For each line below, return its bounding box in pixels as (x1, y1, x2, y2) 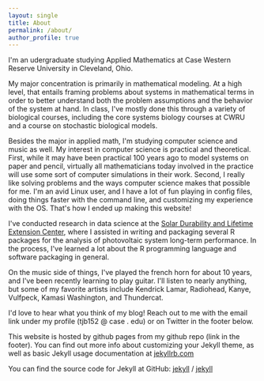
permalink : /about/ (8, 26, 73, 34)
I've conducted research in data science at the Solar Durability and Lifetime (8, 219, 254, 228)
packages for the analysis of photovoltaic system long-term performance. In (8, 236, 257, 245)
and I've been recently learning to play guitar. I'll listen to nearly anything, (8, 276, 247, 285)
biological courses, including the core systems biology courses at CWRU (8, 112, 245, 123)
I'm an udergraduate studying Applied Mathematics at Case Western (8, 55, 232, 65)
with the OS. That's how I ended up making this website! (8, 203, 192, 213)
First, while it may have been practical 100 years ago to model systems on (8, 153, 249, 163)
